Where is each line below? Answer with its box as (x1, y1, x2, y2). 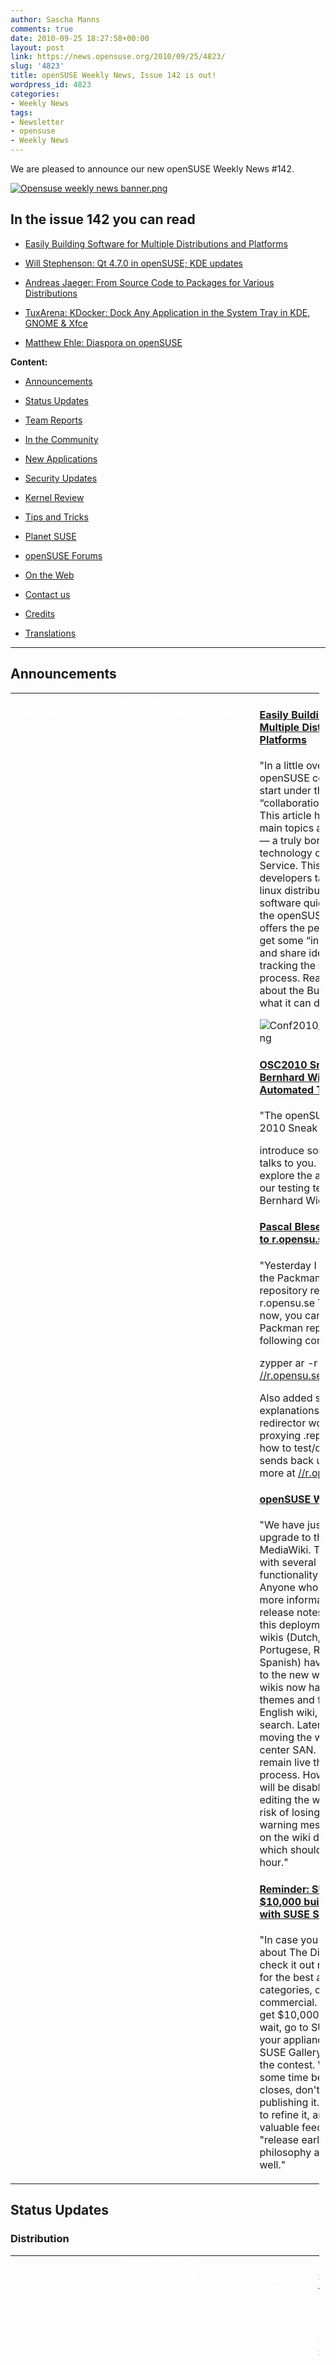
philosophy (259, 2145, 312, 2159)
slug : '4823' (10, 61, 65, 71)
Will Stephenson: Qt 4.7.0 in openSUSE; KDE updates (24, 257, 243, 269)
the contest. (259, 2057, 316, 2071)
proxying (259, 1428, 302, 1442)
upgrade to (259, 1531, 312, 1545)
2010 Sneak (259, 1121, 318, 1135)
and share (259, 946, 307, 960)
